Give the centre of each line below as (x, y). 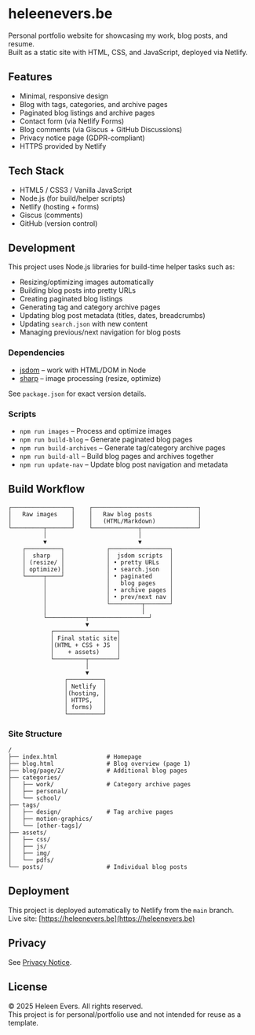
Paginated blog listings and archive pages (87, 113)
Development (42, 248)
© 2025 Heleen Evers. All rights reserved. (76, 1006)
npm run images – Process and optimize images (95, 431)
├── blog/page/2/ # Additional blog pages (98, 771)
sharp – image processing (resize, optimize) (90, 378)
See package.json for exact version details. (77, 394)
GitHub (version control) (58, 223)
